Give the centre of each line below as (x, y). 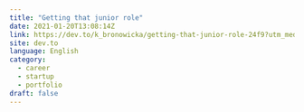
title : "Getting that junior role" (76, 18)
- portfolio (40, 85)
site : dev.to (34, 43)
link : (19, 34)
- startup (36, 77)
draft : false (34, 93)
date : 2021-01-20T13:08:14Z (62, 26)
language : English (44, 51)
